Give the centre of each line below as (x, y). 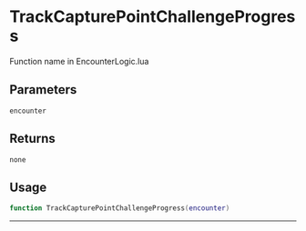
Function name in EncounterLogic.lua (79, 61)
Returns (33, 139)
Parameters (43, 90)
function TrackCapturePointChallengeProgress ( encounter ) (120, 208)
